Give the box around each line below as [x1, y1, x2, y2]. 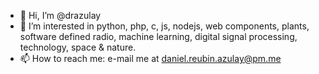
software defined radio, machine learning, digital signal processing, [19, 31, 298, 42]
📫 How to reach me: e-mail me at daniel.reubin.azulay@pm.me [19, 53, 282, 64]
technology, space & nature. [19, 41, 137, 53]
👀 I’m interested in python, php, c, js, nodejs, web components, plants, [19, 20, 310, 32]
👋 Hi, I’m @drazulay [19, 10, 102, 21]
